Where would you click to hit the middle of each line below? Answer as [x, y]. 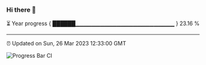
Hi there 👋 [21, 10]
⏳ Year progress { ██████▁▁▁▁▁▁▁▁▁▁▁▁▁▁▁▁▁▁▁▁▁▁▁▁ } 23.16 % [103, 23]
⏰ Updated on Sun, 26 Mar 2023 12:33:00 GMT [67, 44]
